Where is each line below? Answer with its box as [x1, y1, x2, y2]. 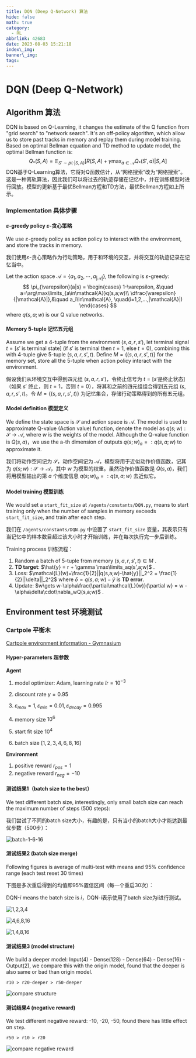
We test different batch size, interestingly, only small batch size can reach [6, 798, 183, 805]
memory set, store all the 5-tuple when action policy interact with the [6, 358, 172, 365]
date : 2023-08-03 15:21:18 [6, 42, 72, 47]
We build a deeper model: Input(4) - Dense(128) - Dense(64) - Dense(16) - [6, 956, 185, 963]
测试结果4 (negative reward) [6, 1004, 76, 1011]
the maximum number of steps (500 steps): [6, 805, 111, 812]
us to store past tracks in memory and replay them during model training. [6, 136, 182, 143]
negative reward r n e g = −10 [14, 770, 80, 778]
